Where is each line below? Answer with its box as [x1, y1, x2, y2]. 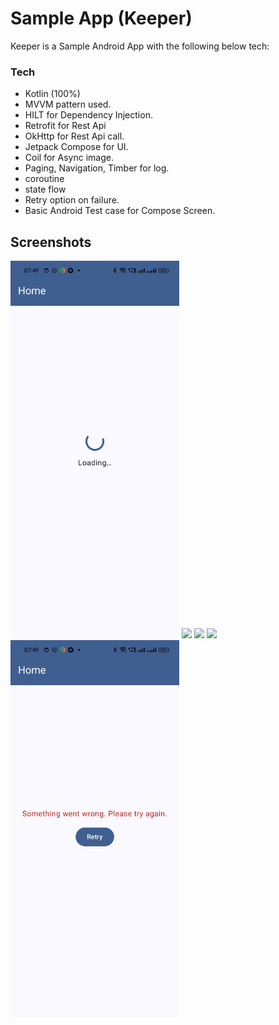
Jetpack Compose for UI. [24, 141, 129, 153]
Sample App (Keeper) [10, 7, 193, 30]
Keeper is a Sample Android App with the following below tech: [10, 40, 270, 52]
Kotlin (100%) [24, 88, 81, 100]
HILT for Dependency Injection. [24, 109, 153, 121]
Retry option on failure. [24, 194, 120, 206]
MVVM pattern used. [24, 98, 112, 111]
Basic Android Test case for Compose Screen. [24, 205, 216, 217]
